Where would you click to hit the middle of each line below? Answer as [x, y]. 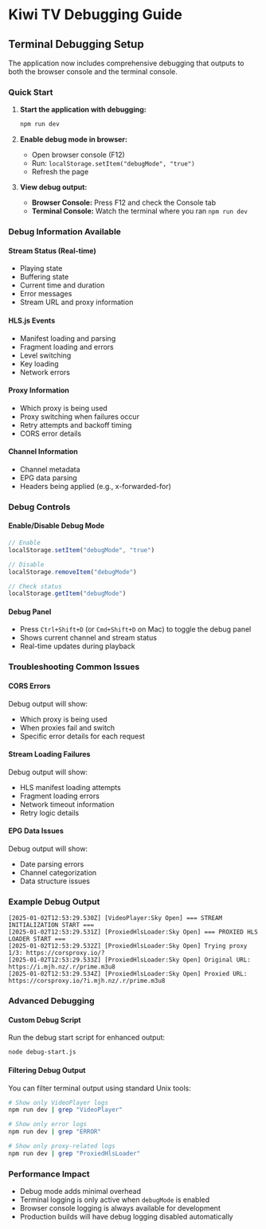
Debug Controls [39, 507]
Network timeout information [67, 804]
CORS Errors [29, 686]
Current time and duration [62, 285]
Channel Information [43, 452]
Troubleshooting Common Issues [74, 667]
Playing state [41, 268]
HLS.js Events [32, 320]
